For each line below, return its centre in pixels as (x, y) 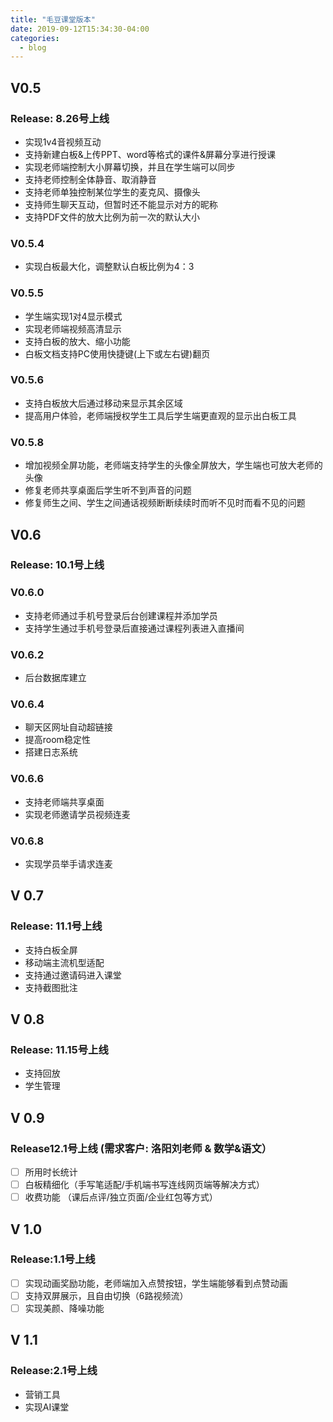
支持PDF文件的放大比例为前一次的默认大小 (112, 217)
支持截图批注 (51, 987)
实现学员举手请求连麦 (68, 863)
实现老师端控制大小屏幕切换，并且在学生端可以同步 (130, 167)
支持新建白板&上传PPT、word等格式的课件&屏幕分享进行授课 (150, 154)
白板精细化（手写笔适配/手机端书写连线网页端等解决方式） (144, 1185)
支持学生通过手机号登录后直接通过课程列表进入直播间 (134, 628)
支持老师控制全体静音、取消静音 (90, 179)
